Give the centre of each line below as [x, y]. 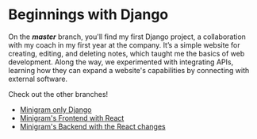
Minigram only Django [56, 110]
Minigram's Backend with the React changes [92, 126]
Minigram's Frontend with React [72, 118]
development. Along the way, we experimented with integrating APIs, [121, 62]
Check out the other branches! [58, 94]
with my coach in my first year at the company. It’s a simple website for [124, 44]
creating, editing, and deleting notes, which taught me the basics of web [127, 53]
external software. [38, 79]
